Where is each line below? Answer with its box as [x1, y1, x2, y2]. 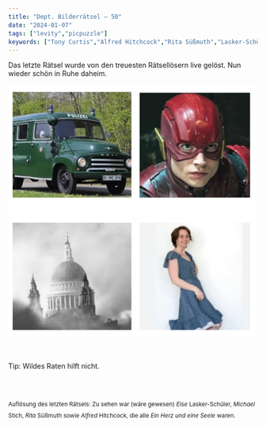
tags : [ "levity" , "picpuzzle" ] [8, 29, 108, 37]
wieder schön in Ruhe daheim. [8, 69, 108, 78]
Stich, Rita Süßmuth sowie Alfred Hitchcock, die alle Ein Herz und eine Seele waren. [8, 411, 236, 419]
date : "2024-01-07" [8, 21, 73, 29]
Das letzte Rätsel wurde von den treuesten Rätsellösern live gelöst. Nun [8, 60, 241, 70]
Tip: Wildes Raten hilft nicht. [8, 361, 101, 371]
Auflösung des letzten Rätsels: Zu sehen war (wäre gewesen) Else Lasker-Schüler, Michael [8, 400, 256, 409]
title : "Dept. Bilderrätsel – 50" [8, 13, 123, 21]
